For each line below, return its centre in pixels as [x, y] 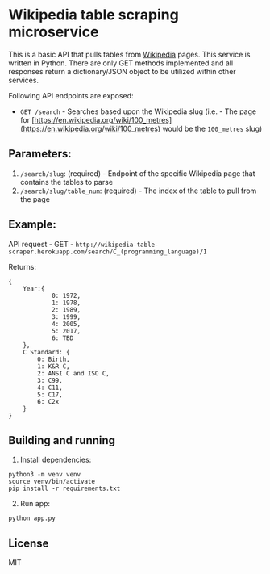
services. [23, 80]
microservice [54, 32]
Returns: [23, 266]
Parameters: [40, 154]
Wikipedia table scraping [93, 15]
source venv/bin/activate [52, 482]
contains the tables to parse [66, 182]
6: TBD [62, 338]
